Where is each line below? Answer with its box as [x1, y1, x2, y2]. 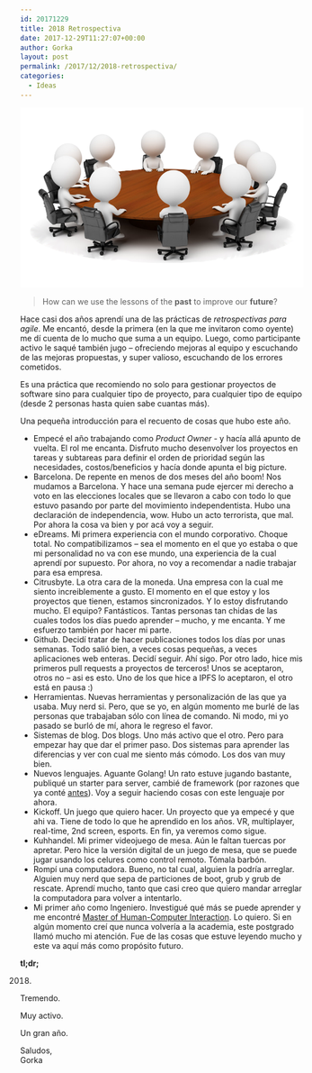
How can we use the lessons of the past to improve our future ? [41, 296, 278, 307]
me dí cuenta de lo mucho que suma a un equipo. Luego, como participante [20, 333, 301, 344]
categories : [20, 72, 65, 81]
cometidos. [20, 361, 62, 373]
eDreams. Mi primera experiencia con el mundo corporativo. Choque [32, 529, 289, 540]
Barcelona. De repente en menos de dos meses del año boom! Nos [32, 471, 282, 482]
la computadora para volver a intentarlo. [32, 893, 183, 904]
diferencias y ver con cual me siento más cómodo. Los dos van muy [32, 749, 286, 760]
